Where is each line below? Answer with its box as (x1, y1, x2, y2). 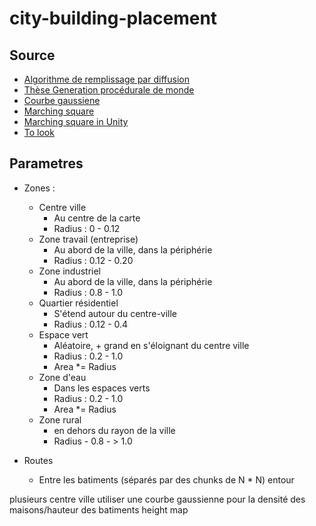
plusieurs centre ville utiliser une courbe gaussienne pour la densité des (9, 493, 306, 505)
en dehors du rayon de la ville (53, 424, 176, 436)
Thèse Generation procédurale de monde (23, 84, 195, 96)
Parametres (9, 155, 84, 172)
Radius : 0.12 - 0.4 (53, 318, 129, 330)
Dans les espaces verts (53, 382, 151, 394)
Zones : (23, 182, 56, 194)
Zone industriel (38, 265, 101, 277)
